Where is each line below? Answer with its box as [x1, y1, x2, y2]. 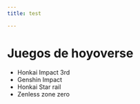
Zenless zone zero [17, 90, 70, 98]
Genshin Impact [17, 75, 63, 83]
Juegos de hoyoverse [7, 45, 134, 61]
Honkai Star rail [17, 83, 61, 91]
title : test [7, 10, 41, 17]
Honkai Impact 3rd [17, 68, 70, 76]
